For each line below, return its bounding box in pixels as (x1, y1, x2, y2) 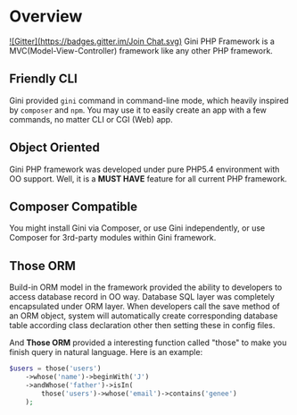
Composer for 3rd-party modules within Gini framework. (9, 233, 217, 243)
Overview (9, 6, 83, 27)
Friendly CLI (9, 72, 78, 87)
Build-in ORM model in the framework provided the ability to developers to (9, 282, 283, 292)
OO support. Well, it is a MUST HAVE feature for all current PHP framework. (9, 173, 287, 184)
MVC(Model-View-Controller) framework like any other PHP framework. (9, 45, 274, 55)
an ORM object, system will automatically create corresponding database (9, 310, 278, 321)
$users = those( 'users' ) (9, 364, 102, 373)
